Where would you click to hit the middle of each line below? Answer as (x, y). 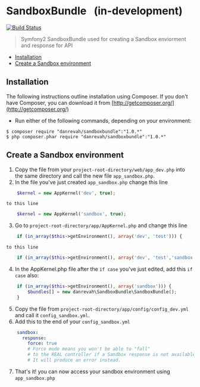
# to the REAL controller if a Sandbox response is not (98, 355)
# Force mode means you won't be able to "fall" (89, 349)
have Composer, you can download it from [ (60, 103)
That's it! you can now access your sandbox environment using (93, 371)
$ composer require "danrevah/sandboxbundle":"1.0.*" (74, 131)
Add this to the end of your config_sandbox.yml (72, 321)
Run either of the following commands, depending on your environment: (103, 120)
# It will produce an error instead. (74, 360)
